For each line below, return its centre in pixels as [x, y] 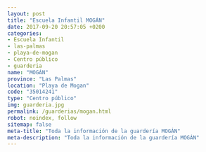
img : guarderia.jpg [36, 105]
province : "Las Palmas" [42, 79]
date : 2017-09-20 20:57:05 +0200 [56, 27]
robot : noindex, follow [42, 118]
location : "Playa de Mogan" [49, 85]
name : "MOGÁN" [28, 72]
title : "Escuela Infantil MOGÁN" [56, 20]
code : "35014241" [33, 92]
